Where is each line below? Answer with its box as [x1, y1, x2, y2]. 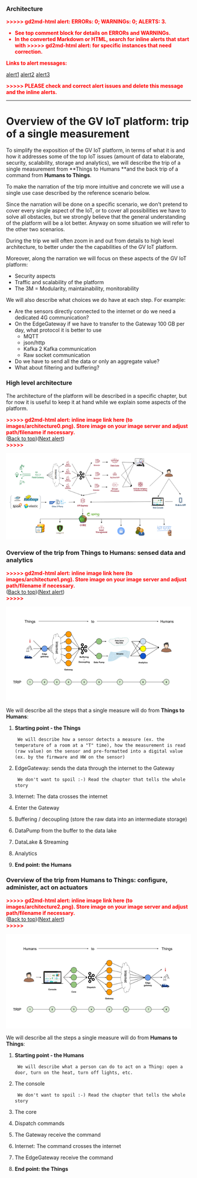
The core [14, 1109, 37, 1116]
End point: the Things [14, 1166, 69, 1173]
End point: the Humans [14, 861, 72, 868]
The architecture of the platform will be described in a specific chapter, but [6, 392, 187, 399]
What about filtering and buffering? [14, 364, 100, 371]
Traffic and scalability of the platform [14, 279, 104, 286]
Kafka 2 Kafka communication [23, 345, 97, 352]
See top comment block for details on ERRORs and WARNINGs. [14, 29, 171, 36]
